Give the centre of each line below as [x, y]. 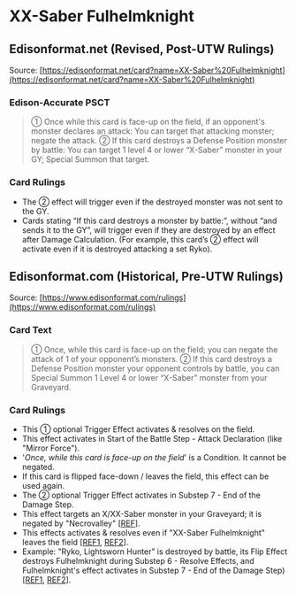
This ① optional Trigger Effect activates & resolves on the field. [138, 429]
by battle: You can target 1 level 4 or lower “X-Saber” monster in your [156, 150]
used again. [43, 486]
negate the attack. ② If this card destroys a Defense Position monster [159, 141]
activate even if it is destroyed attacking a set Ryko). [117, 249]
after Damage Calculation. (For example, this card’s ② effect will [140, 239]
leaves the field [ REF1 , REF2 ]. [75, 542]
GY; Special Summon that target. [90, 159]
